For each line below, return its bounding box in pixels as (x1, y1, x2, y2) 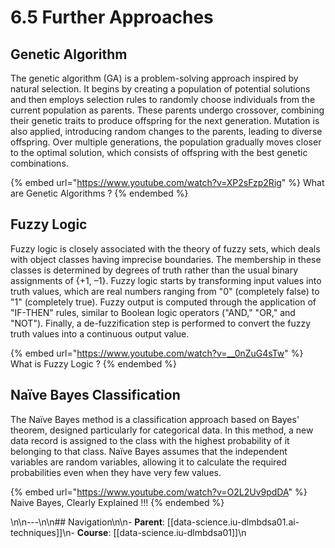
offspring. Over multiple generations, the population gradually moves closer (10, 136, 322, 148)
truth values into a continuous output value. (10, 327, 190, 340)
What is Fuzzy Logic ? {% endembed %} (10, 357, 177, 370)
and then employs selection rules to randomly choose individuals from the (10, 94, 316, 105)
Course (76, 526, 109, 538)
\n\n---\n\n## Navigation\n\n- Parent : (10, 516, 165, 528)
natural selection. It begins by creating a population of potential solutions (10, 83, 311, 95)
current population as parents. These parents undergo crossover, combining (10, 104, 325, 116)
